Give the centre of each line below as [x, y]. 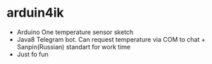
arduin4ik [35, 13]
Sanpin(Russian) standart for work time [74, 47]
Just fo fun [32, 54]
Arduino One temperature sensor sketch [75, 32]
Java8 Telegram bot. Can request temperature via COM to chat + [111, 39]
